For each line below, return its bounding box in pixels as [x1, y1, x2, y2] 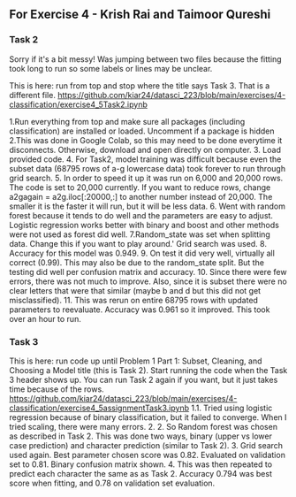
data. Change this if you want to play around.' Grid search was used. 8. [9, 238, 268, 248]
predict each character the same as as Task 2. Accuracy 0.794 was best [9, 468, 272, 478]
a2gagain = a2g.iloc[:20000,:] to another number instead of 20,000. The [9, 191, 273, 202]
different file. [9, 89, 56, 100]
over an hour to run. [9, 313, 81, 324]
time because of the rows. [9, 384, 104, 394]
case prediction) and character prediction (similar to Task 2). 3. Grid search [9, 440, 284, 450]
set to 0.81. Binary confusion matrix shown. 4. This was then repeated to [9, 459, 272, 470]
